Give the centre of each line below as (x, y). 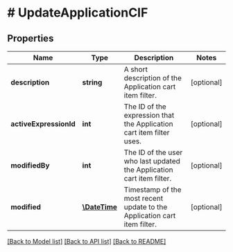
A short (136, 69)
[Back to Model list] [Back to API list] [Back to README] (87, 241)
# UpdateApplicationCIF (78, 13)
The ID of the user (153, 152)
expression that (149, 115)
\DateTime (100, 207)
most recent (144, 198)
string (92, 82)
